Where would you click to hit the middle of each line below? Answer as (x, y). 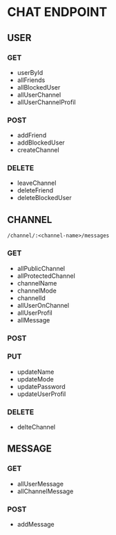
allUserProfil (35, 313)
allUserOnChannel (43, 305)
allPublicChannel (41, 268)
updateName (36, 372)
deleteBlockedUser (44, 198)
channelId (31, 298)
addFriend (32, 135)
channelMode (37, 290)
